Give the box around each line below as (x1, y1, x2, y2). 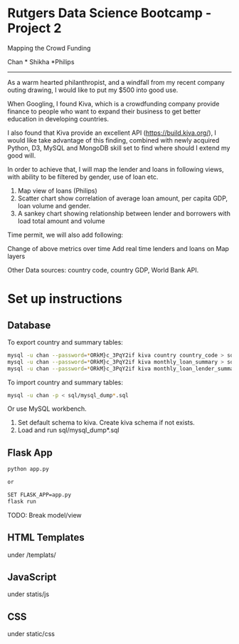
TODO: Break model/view (7, 511, 82, 519)
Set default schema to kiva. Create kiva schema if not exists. (17, 419, 196, 427)
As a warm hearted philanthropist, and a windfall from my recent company (7, 78, 225, 86)
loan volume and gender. (17, 201, 91, 210)
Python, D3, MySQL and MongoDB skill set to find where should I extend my (7, 143, 230, 152)
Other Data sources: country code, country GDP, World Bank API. (7, 265, 199, 274)
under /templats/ (7, 551, 57, 559)
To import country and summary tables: (7, 378, 123, 387)
